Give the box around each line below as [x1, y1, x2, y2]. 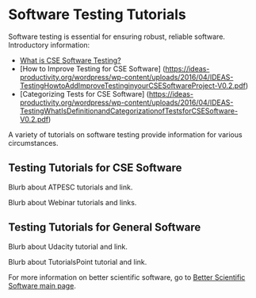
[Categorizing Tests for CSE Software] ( [19, 89, 149, 98]
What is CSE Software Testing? [19, 55, 121, 65]
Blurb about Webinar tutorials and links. [8, 197, 137, 207]
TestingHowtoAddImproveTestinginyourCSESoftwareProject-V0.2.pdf [19, 81, 246, 90]
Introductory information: [8, 40, 90, 49]
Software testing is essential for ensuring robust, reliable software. [8, 32, 226, 41]
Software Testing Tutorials [8, 6, 186, 24]
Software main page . [8, 281, 77, 290]
